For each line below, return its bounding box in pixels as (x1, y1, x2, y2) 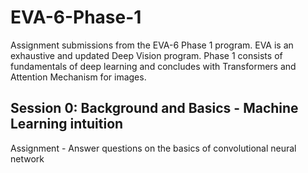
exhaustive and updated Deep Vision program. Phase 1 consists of (10, 49, 283, 61)
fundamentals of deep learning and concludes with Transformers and (10, 60, 297, 72)
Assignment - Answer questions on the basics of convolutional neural (10, 142, 297, 154)
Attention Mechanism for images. (10, 71, 147, 83)
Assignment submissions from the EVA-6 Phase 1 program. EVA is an (10, 39, 294, 51)
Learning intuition (10, 116, 124, 133)
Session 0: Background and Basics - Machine (10, 100, 299, 117)
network (10, 152, 45, 165)
